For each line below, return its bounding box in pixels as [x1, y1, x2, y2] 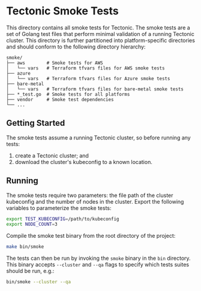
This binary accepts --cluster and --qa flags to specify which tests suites [6, 261, 190, 268]
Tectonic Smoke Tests [6, 4, 119, 18]
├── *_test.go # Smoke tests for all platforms [6, 91, 130, 97]
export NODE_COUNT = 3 [6, 222, 58, 228]
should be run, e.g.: [6, 268, 55, 275]
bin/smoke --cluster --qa [6, 279, 71, 285]
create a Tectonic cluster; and [14, 151, 89, 159]
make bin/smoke [6, 244, 44, 250]
